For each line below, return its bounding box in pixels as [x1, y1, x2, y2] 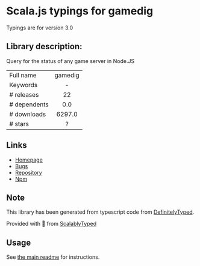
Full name [9, 71, 37, 79]
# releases [9, 90, 39, 98]
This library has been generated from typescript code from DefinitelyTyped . [6, 208, 195, 216]
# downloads [9, 110, 46, 118]
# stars [9, 119, 29, 128]
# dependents [9, 100, 49, 109]
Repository [14, 169, 42, 176]
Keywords [9, 80, 38, 89]
